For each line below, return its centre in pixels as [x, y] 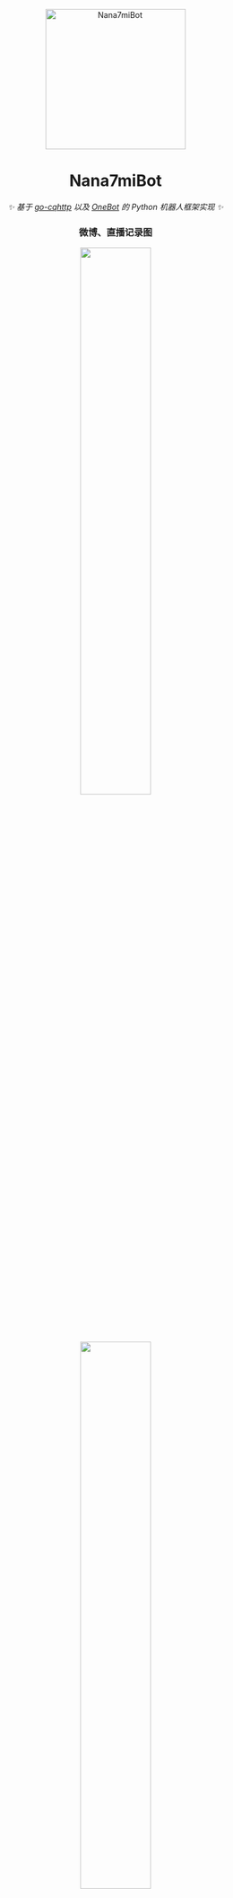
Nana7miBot [116, 181]
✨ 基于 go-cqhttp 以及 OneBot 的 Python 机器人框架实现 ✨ [116, 206]
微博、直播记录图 [116, 232]
